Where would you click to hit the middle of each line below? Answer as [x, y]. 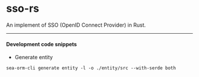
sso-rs [23, 9]
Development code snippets [41, 44]
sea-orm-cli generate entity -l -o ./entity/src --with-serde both [91, 68]
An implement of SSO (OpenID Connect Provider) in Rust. [76, 25]
